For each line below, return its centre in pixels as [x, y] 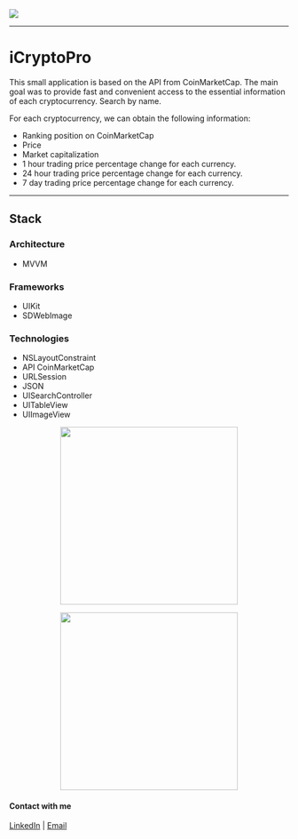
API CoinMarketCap [58, 367]
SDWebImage [47, 316]
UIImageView [46, 415]
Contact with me [40, 806]
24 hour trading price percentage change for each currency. [132, 173]
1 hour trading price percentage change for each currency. [129, 164]
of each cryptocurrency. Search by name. [85, 100]
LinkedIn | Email [38, 826]
